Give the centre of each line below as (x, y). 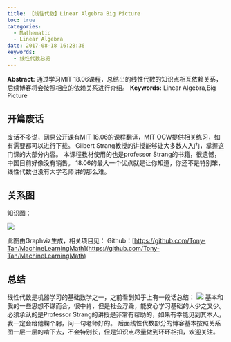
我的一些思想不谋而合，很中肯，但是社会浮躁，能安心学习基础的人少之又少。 (116, 306)
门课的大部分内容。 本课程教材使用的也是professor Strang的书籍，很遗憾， (114, 154)
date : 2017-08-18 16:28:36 (46, 46)
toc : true (21, 20)
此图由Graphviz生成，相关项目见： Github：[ (71, 241)
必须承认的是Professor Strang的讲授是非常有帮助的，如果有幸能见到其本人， (116, 314)
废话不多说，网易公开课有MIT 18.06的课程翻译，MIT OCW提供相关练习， (111, 137)
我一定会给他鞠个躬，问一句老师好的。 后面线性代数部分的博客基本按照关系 (114, 323)
